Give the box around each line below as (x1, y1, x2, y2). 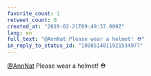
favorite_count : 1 (7, 10, 60, 17)
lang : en (7, 29, 32, 37)
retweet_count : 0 (7, 17, 57, 23)
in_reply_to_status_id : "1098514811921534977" (7, 42, 143, 49)
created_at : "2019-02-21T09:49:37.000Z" (7, 23, 125, 30)
